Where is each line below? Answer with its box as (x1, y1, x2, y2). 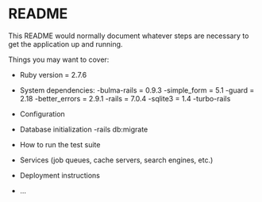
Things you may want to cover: (8, 55, 110, 64)
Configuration (19, 109, 65, 119)
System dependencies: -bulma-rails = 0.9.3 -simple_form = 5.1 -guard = (19, 85, 255, 95)
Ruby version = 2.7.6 (19, 70, 87, 79)
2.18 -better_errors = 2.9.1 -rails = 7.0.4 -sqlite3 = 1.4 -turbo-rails (19, 93, 231, 103)
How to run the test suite (19, 139, 101, 149)
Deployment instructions (19, 170, 101, 180)
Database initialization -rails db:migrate (19, 124, 148, 134)
